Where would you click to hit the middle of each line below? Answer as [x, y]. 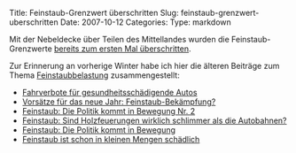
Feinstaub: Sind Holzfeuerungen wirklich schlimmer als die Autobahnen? [154, 120]
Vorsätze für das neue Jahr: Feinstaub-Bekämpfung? [119, 102]
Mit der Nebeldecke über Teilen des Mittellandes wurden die [120, 39]
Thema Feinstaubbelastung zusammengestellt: [94, 75]
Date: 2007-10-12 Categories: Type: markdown [146, 22]
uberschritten [34, 22]
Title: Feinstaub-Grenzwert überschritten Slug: [94, 13]
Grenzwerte [31, 49]
